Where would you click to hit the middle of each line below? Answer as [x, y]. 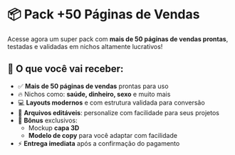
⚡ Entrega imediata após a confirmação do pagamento [99, 143]
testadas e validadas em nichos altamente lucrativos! [85, 46]
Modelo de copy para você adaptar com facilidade [103, 135]
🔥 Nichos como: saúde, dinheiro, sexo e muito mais [94, 94]
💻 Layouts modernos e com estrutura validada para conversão [111, 102]
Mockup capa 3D [54, 128]
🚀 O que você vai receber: [66, 69]
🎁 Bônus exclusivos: [48, 120]
